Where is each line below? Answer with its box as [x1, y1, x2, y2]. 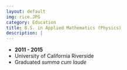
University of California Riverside [14, 52, 94, 60]
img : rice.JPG [6, 14, 41, 20]
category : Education [6, 19, 57, 25]
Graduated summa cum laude [14, 59, 87, 66]
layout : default [6, 8, 46, 15]
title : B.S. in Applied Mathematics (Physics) [6, 24, 122, 31]
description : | [6, 30, 43, 36]
